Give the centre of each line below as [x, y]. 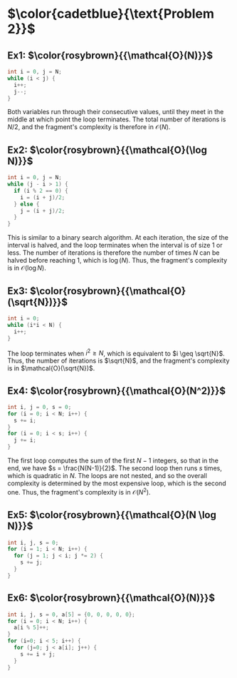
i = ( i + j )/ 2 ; [43, 197]
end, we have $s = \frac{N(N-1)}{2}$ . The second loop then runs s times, [115, 468]
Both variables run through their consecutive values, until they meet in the [116, 112]
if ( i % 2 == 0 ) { [41, 191]
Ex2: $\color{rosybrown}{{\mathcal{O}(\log [107, 150]
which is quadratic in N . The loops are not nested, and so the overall [107, 476]
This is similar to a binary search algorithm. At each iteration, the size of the [118, 238]
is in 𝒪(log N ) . [27, 268]
